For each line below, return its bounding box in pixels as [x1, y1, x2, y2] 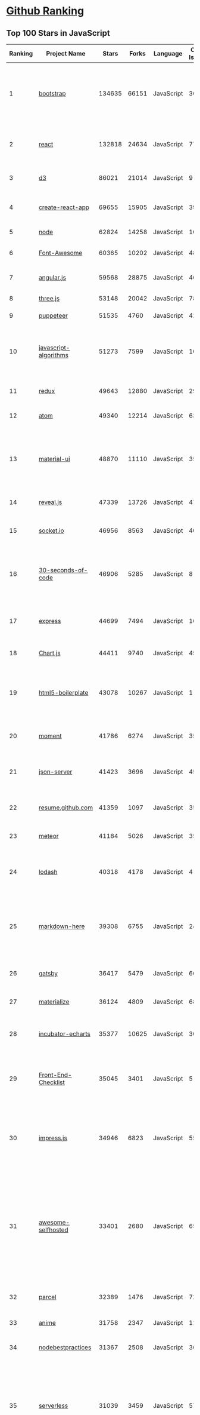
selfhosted [38, 1226, 68, 1234]
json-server [38, 768, 73, 776]
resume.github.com [38, 803, 93, 812]
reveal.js [38, 498, 62, 506]
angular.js [38, 274, 67, 281]
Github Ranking [6, 4, 85, 18]
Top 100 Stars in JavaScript [6, 28, 110, 38]
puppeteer [38, 312, 68, 320]
